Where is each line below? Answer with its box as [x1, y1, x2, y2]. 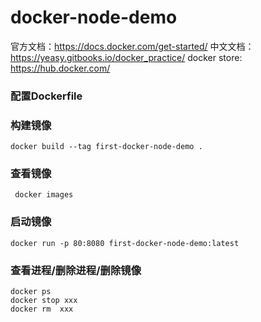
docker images [14, 190, 74, 200]
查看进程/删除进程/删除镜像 [10, 263, 142, 277]
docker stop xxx [10, 296, 78, 306]
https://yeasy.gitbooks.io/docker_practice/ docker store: [10, 51, 243, 63]
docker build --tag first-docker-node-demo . [10, 142, 203, 152]
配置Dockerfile [10, 89, 83, 103]
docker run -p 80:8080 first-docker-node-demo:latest [10, 238, 240, 248]
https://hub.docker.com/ [10, 62, 111, 74]
